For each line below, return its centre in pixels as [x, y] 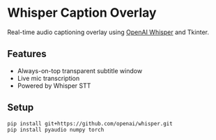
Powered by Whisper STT [54, 86]
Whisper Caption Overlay [82, 13]
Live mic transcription [48, 78]
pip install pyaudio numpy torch [56, 130]
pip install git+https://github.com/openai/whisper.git [90, 123]
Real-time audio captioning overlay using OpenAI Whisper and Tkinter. [108, 32]
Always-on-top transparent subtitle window [80, 70]
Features [27, 54]
